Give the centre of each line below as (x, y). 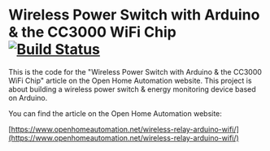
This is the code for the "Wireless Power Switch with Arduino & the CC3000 (135, 71)
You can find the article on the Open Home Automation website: (115, 113)
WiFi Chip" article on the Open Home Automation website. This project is (130, 80)
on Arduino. (28, 97)
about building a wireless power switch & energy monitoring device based (132, 89)
